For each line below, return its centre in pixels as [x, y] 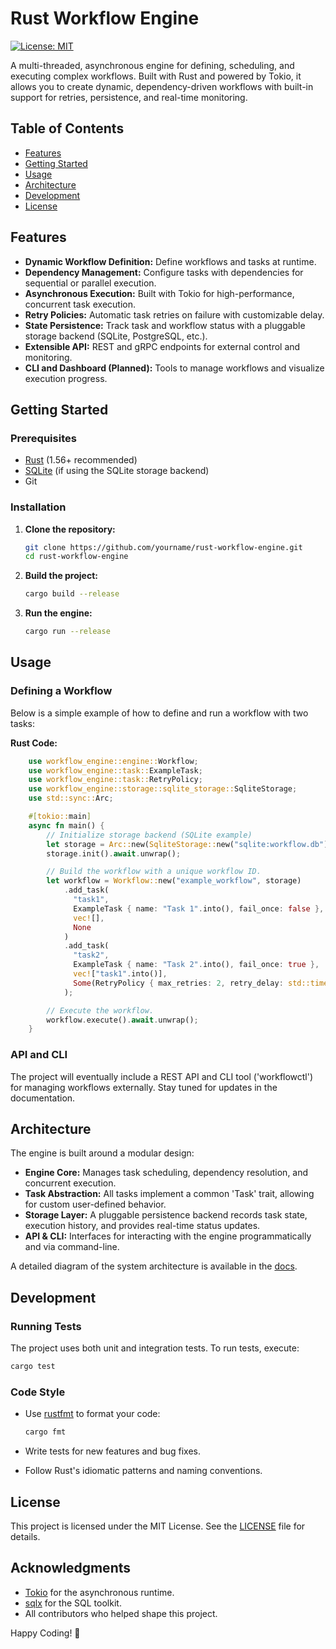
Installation [38, 507]
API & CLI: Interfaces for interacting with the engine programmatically [168, 1236]
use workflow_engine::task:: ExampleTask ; [115, 770]
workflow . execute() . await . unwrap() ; [122, 1020]
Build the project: [61, 576]
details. [25, 1537]
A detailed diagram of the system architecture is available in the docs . [154, 1266]
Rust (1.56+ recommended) [81, 460]
